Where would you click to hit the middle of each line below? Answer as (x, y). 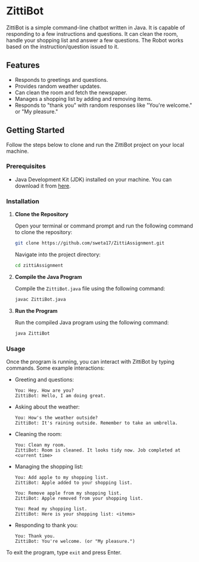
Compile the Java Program (48, 277)
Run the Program (36, 311)
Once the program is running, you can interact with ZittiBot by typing (90, 361)
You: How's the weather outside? (56, 417)
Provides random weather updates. (58, 86)
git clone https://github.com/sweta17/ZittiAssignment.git (90, 243)
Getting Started (35, 130)
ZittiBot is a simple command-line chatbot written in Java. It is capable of (96, 27)
